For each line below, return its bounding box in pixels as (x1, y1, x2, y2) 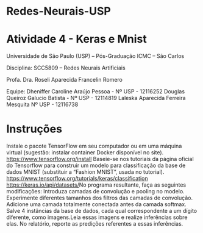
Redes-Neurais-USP (6, 4, 111, 18)
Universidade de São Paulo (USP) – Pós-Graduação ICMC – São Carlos (6, 52, 185, 60)
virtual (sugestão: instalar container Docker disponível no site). (6, 149, 164, 156)
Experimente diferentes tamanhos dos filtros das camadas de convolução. (6, 194, 193, 202)
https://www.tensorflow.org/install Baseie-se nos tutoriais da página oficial (6, 156, 194, 163)
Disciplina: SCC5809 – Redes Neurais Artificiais (6, 64, 126, 71)
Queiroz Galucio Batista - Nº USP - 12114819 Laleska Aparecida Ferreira (6, 95, 186, 102)
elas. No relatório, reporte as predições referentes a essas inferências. (6, 220, 183, 228)
